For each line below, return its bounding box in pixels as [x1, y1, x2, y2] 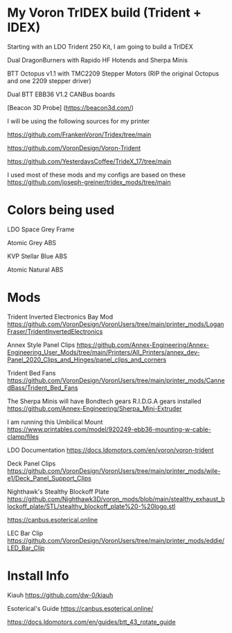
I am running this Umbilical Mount [7, 418, 103, 426]
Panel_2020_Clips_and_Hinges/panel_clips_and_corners [7, 355, 167, 364]
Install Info [7, 568, 69, 583]
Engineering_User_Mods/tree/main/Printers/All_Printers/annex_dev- [7, 348, 200, 356]
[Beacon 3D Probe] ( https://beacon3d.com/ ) [7, 103, 134, 112]
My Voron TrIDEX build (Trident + [7, 5, 202, 21]
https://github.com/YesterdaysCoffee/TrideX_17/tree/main [7, 157, 172, 166]
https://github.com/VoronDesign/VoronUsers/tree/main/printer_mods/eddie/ [7, 536, 225, 544]
